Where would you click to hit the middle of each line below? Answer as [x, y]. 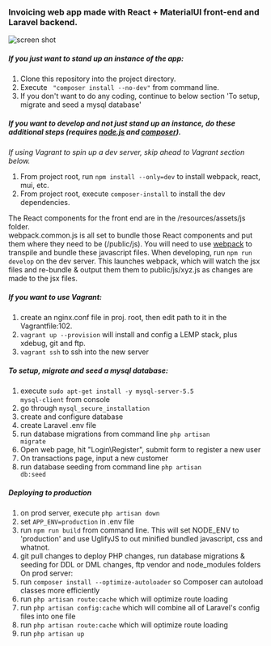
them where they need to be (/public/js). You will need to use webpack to [130, 244]
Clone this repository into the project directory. [98, 79]
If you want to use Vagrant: [55, 297]
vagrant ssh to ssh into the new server [85, 352]
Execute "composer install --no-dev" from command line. [120, 88]
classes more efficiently [60, 591]
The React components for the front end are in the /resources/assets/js [127, 218]
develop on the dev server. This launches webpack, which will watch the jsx [134, 261]
